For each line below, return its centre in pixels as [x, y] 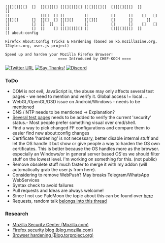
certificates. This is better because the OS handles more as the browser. [85, 149]
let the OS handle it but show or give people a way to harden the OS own [86, 144]
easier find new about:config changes [51, 133]
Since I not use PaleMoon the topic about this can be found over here [82, 196]
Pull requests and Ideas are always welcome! [58, 191]
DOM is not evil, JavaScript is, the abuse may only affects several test [83, 91]
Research [17, 214]
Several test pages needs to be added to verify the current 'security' [82, 118]
